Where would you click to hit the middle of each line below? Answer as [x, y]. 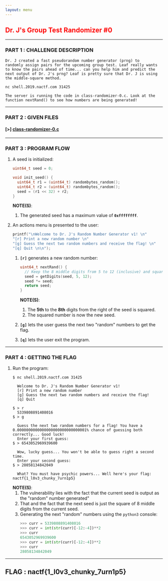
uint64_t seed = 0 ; [33, 168]
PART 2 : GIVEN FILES [32, 117]
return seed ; [38, 286]
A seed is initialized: [33, 159]
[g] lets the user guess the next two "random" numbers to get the [88, 325]
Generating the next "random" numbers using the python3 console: [88, 514]
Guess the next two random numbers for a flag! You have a [80, 426]
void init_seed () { [33, 178]
